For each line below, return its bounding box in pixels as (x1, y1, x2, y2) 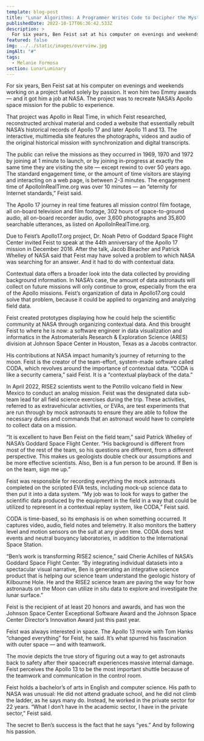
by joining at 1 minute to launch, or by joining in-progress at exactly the (6, 157, 183, 165)
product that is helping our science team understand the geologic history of (6, 572, 195, 579)
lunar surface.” (6, 591, 44, 599)
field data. (6, 302, 32, 310)
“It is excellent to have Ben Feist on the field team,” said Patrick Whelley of (6, 433, 192, 441)
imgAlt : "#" (6, 49, 36, 55)
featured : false (6, 37, 47, 43)
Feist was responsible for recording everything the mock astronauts (6, 478, 176, 485)
